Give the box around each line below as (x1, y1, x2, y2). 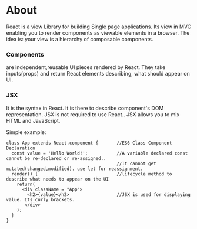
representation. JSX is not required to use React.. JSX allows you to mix (6, 110, 180, 118)
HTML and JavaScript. (6, 117, 61, 124)
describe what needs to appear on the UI (6, 176, 109, 182)
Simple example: (6, 128, 46, 136)
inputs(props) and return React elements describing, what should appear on (6, 70, 190, 77)
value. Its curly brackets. (6, 197, 75, 202)
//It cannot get (116, 161, 157, 166)
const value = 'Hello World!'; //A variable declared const (11, 150, 188, 156)
